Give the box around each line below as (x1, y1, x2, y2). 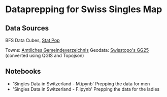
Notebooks (5, 67, 41, 76)
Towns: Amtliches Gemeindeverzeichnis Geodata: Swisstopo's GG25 (5, 47, 149, 53)
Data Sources (5, 24, 49, 33)
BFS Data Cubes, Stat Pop (5, 37, 60, 43)
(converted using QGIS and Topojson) (5, 52, 84, 58)
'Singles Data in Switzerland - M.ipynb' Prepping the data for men (12, 80, 150, 87)
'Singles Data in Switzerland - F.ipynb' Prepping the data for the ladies (12, 86, 160, 92)
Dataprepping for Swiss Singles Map (5, 4, 162, 15)
